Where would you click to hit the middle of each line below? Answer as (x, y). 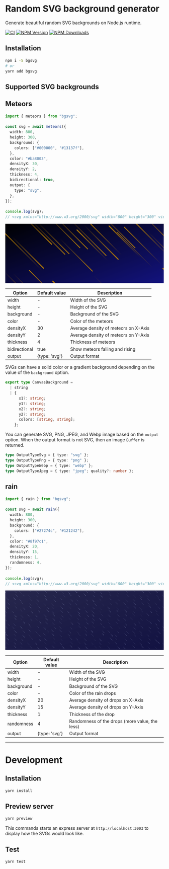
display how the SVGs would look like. (45, 834)
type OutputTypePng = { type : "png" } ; (47, 460)
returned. (15, 445)
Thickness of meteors (93, 342)
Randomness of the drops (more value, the (113, 721)
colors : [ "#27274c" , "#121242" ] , (49, 531)
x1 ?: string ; (32, 398)
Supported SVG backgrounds (52, 87)
